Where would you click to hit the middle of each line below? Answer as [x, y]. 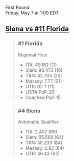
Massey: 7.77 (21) [44, 81]
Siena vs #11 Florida [37, 29]
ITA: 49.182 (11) [41, 65]
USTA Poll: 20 [40, 92]
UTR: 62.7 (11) [40, 86]
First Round [17, 7]
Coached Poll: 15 [43, 97]
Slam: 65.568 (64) [44, 137]
